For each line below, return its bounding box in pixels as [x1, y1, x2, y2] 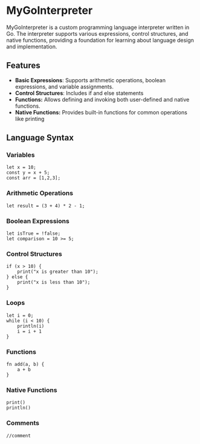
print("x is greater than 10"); [17, 269, 98, 275]
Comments [6, 419, 39, 427]
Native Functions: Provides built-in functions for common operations [15, 108, 187, 116]
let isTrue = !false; [6, 230, 61, 237]
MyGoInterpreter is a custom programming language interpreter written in [6, 24, 190, 31]
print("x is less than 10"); [17, 279, 91, 286]
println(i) [17, 323, 45, 329]
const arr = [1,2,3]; [6, 175, 61, 181]
